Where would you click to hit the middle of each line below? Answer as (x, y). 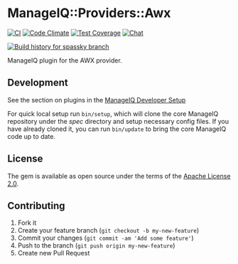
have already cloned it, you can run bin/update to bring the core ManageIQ (117, 129)
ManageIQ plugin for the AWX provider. (65, 60)
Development (38, 83)
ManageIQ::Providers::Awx (89, 13)
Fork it (27, 223)
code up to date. (31, 136)
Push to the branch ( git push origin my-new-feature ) (96, 245)
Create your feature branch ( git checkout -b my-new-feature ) (108, 231)
